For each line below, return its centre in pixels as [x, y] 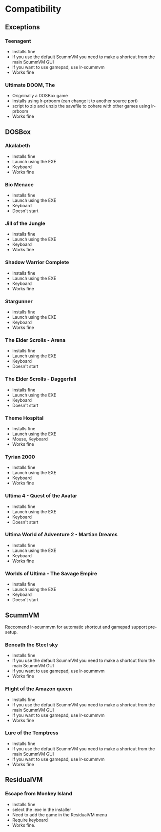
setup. [11, 632]
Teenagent [18, 41]
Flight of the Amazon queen [39, 689]
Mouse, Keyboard [30, 439]
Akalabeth [18, 146]
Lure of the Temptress [32, 733]
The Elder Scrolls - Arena [35, 340]
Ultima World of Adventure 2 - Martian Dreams [61, 535]
